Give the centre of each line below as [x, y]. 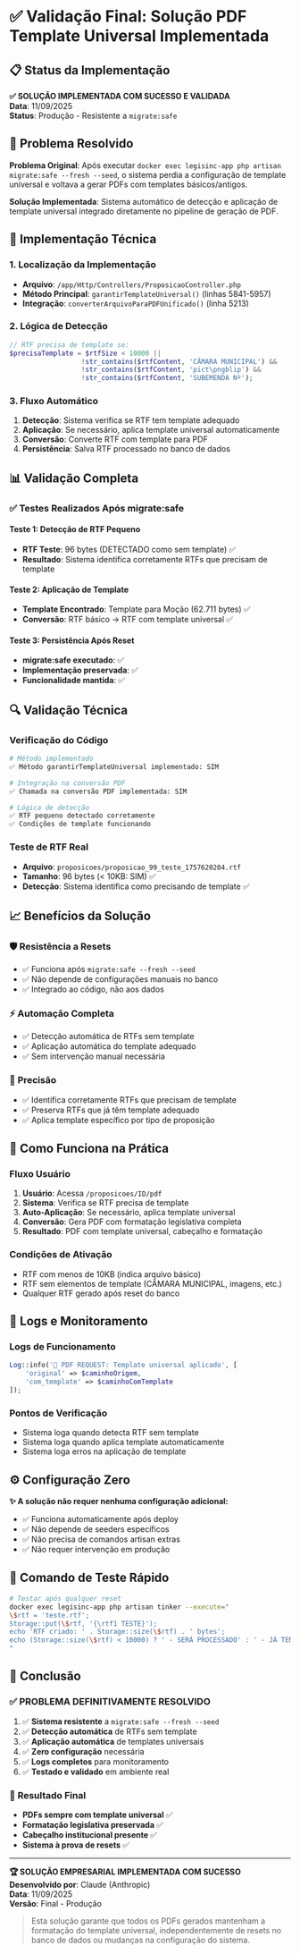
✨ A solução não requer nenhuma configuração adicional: [119, 1501]
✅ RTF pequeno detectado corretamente [82, 816]
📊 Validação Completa [74, 478]
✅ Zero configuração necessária [83, 1751]
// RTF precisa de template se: [69, 345]
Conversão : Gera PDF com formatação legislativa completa [132, 1222]
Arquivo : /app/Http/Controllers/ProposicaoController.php [131, 284]
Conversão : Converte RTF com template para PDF [115, 439]
